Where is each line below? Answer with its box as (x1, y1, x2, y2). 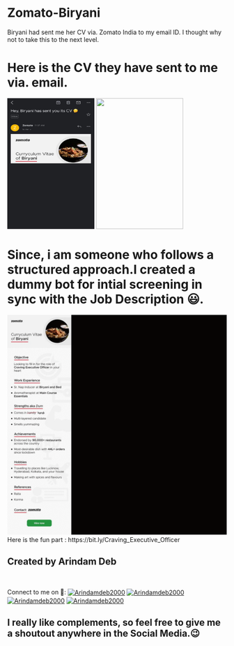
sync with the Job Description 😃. (7, 292, 204, 308)
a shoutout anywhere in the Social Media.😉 (7, 628, 201, 640)
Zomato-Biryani (7, 5, 101, 21)
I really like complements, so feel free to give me (7, 617, 221, 629)
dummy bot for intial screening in (7, 277, 203, 292)
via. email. (7, 75, 68, 91)
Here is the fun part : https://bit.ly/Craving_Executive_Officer (7, 535, 180, 543)
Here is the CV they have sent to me (7, 60, 218, 76)
